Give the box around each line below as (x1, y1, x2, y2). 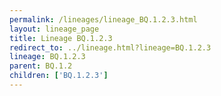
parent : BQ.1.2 (9, 61, 73, 71)
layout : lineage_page (9, 24, 100, 34)
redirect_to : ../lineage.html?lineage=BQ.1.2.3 (9, 42, 212, 53)
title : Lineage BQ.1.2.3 (9, 33, 113, 43)
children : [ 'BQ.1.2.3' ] (9, 71, 109, 81)
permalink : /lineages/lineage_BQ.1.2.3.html (9, 14, 198, 25)
